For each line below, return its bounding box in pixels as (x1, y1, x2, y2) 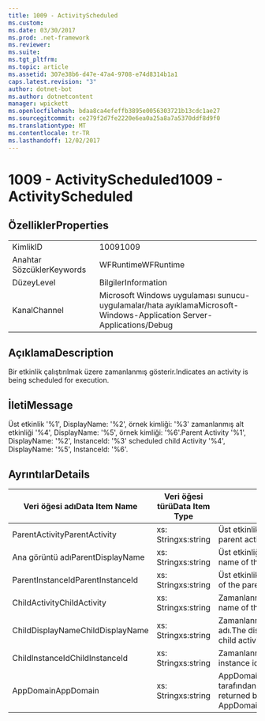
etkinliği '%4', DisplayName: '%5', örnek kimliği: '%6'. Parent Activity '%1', (8, 428, 247, 437)
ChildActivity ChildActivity (12, 597, 106, 608)
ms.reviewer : (8, 41, 51, 49)
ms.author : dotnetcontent (8, 92, 93, 100)
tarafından (218, 680, 256, 691)
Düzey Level (12, 277, 56, 288)
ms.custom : (8, 19, 44, 27)
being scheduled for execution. (8, 376, 110, 385)
